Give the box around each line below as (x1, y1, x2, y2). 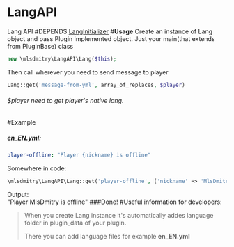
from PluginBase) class (7, 42, 74, 50)
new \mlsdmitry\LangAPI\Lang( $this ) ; (7, 55, 117, 63)
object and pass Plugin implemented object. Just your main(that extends (7, 34, 215, 42)
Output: (7, 190, 29, 198)
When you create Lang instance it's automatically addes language (24, 211, 214, 219)
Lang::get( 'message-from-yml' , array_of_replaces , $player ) (7, 81, 186, 88)
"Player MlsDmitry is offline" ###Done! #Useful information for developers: (7, 198, 222, 206)
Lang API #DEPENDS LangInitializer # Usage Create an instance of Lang (7, 27, 213, 35)
